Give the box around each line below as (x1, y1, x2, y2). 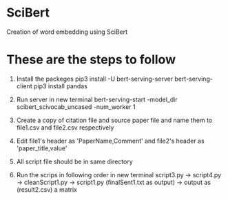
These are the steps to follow (6, 52, 176, 68)
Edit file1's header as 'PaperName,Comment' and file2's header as (16, 137, 205, 145)
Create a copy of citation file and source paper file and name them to (16, 116, 213, 124)
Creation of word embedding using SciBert (6, 28, 128, 36)
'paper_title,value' (16, 143, 68, 152)
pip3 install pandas (33, 81, 87, 90)
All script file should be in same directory (16, 157, 133, 166)
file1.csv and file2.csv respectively (16, 123, 114, 132)
